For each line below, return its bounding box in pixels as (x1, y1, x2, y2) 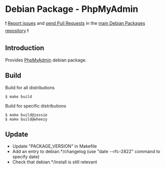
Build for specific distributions (5, 103, 66, 109)
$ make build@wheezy (5, 116, 48, 122)
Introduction (5, 44, 45, 53)
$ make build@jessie (5, 113, 48, 117)
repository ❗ (5, 27, 29, 33)
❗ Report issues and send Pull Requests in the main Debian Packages (5, 20, 145, 26)
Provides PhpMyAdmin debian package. (5, 57, 87, 63)
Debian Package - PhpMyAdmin (5, 3, 139, 15)
